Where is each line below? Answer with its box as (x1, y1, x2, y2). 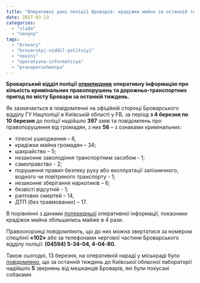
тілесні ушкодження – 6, (14, 135, 76, 142)
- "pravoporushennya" (11, 64, 65, 70)
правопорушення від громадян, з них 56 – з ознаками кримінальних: (6, 123, 182, 131)
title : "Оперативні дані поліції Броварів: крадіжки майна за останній (6, 8, 187, 15)
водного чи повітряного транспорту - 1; (14, 173, 116, 181)
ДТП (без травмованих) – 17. (14, 198, 87, 206)
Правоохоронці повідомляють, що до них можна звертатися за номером (6, 228, 192, 235)
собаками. (6, 271, 33, 278)
